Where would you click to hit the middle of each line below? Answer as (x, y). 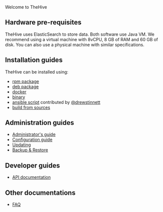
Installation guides (34, 60)
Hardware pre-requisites (43, 22)
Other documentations (40, 193)
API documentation (31, 177)
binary (19, 97)
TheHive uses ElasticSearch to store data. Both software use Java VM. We (80, 34)
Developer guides (32, 165)
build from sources (31, 107)
